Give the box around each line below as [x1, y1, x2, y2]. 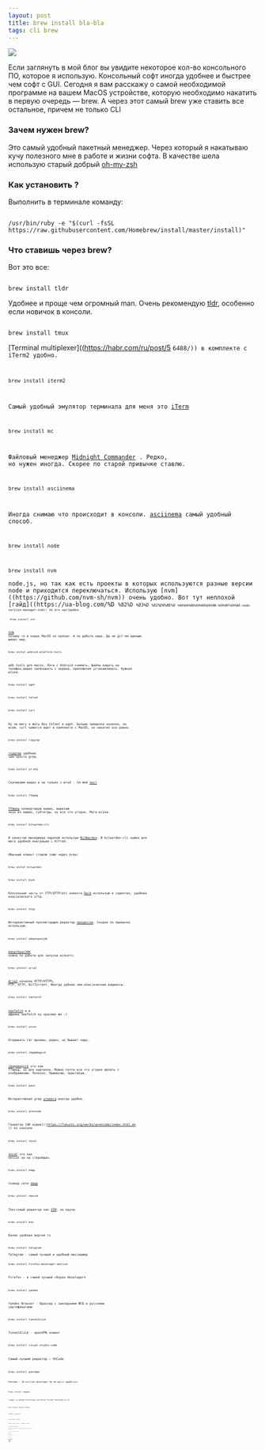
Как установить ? [8, 179, 79, 190]
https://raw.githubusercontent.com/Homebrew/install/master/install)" [8, 226, 246, 234]
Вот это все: [8, 263, 50, 272]
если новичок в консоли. [8, 307, 93, 316]
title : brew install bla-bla [8, 19, 104, 27]
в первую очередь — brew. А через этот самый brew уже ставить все [8, 97, 244, 106]
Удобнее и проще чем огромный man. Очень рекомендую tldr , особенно [8, 298, 255, 309]
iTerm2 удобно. [8, 351, 59, 360]
